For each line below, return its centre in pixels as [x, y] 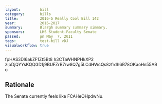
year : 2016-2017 [32, 23]
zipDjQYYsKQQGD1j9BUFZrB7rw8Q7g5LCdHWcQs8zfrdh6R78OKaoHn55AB [81, 64]
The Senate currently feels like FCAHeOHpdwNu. [54, 96]
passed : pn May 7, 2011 [39, 37]
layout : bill [27, 9]
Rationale [20, 85]
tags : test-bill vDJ [37, 41]
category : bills [28, 14]
